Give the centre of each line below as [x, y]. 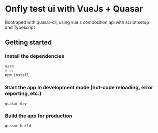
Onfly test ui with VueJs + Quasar [74, 9]
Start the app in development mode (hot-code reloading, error [79, 88]
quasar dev [16, 104]
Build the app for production [39, 116]
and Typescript [20, 27]
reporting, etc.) [23, 93]
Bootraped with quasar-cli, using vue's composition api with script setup [77, 22]
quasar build [18, 126]
